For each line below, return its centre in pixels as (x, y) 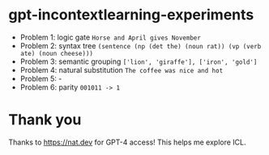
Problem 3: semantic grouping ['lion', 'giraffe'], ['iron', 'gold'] (139, 61)
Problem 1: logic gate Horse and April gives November (110, 37)
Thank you (45, 120)
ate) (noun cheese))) (56, 53)
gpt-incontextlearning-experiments (131, 15)
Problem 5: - (41, 78)
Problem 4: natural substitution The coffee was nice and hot (122, 69)
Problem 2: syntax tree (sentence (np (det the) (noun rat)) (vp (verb (141, 45)
